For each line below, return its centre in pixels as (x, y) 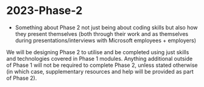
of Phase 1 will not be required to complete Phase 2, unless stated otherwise (102, 65)
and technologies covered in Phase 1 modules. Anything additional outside (100, 58)
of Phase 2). (22, 78)
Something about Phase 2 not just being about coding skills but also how (106, 27)
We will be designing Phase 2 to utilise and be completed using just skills (98, 52)
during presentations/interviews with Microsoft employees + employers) (106, 40)
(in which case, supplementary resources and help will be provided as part (100, 71)
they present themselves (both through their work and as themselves (102, 33)
